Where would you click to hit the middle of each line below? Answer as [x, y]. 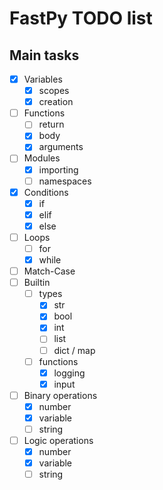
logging [69, 373]
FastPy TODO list [81, 18]
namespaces [65, 181]
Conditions [46, 192]
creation [56, 102]
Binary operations [60, 395]
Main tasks [44, 55]
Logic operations [58, 440]
